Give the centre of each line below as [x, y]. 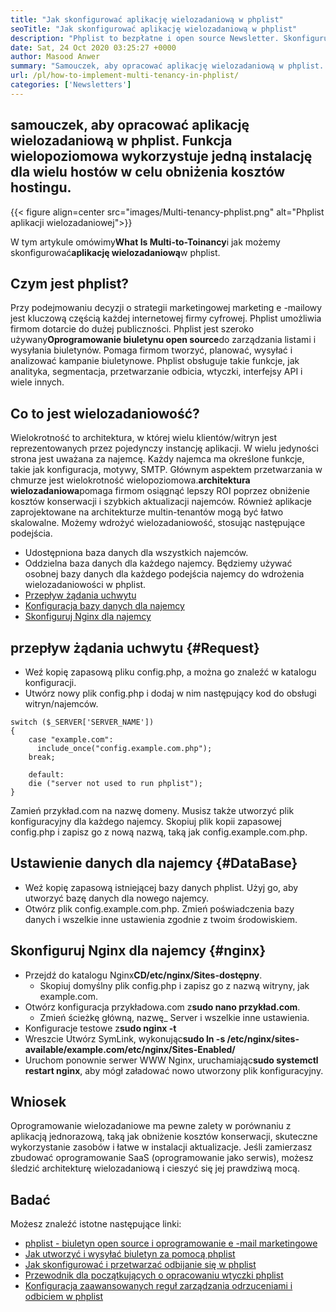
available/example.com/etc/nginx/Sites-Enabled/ [130, 1049]
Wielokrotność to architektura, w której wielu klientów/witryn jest [143, 438]
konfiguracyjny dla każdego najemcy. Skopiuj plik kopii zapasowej [146, 821]
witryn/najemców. [61, 704]
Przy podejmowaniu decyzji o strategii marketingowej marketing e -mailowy [166, 308]
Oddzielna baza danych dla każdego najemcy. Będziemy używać [158, 563]
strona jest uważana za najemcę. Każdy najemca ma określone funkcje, [157, 459]
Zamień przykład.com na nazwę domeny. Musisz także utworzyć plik [152, 810]
